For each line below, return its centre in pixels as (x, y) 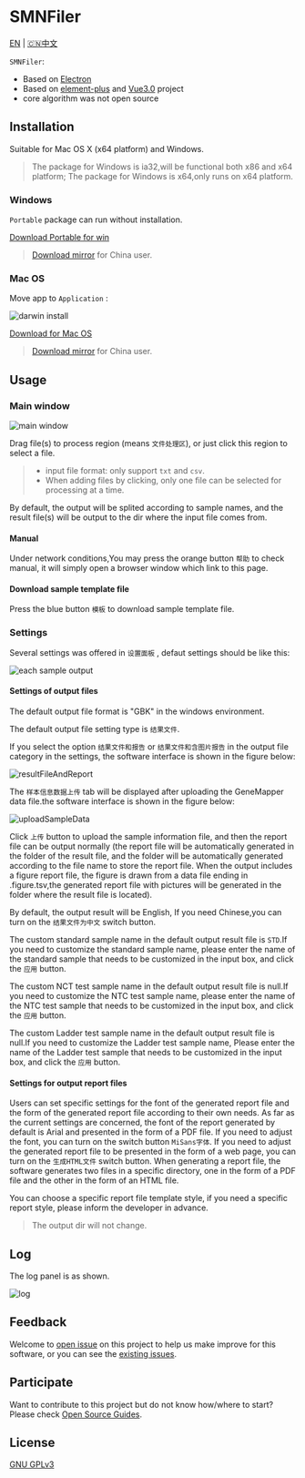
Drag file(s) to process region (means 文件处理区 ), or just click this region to (149, 443)
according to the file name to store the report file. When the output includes (151, 865)
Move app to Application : (59, 299)
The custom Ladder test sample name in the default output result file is (142, 1033)
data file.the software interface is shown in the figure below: (122, 801)
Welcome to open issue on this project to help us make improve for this (142, 1344)
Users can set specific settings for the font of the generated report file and (149, 1103)
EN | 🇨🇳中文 (34, 43)
